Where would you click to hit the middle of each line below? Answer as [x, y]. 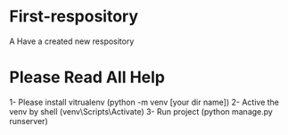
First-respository [74, 17]
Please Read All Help [87, 77]
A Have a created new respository [72, 41]
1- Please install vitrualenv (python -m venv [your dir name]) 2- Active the [144, 102]
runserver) [29, 121]
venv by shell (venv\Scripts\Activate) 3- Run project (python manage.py [141, 111]
